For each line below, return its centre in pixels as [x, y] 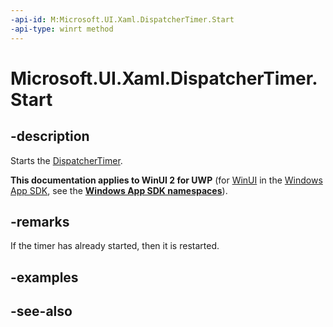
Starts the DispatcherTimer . [66, 160]
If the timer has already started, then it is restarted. [115, 246]
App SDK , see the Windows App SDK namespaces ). [119, 190]
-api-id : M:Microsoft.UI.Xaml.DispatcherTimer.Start [122, 19]
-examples [44, 277]
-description [50, 136]
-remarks [40, 221]
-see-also [41, 311]
